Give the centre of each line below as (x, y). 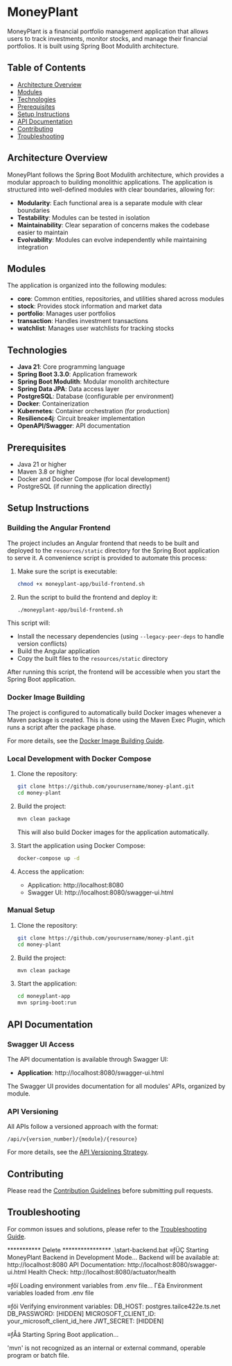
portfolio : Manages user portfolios (66, 313)
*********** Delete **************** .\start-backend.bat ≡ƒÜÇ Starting (108, 1250)
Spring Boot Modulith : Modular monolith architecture (93, 381)
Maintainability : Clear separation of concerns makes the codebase (113, 225)
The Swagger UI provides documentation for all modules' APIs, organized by (116, 1086)
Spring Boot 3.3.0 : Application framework (77, 374)
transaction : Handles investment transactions (83, 321)
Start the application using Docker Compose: (81, 845)
